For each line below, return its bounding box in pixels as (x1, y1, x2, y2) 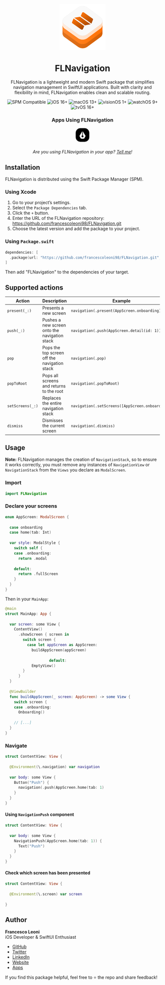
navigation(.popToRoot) (71, 381, 119, 387)
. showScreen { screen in (18, 632, 69, 637)
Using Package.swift (5, 238, 54, 245)
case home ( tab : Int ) (9, 530, 52, 535)
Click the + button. (12, 210, 50, 216)
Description (42, 298, 67, 303)
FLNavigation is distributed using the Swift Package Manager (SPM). (5, 176, 144, 182)
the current (42, 423, 65, 429)
